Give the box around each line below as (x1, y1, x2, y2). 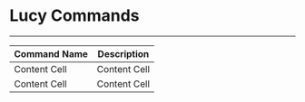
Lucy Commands (9, 5, 140, 26)
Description (97, 47, 150, 60)
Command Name (14, 47, 89, 60)
